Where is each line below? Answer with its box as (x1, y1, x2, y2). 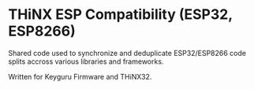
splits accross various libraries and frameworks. (8, 57, 164, 66)
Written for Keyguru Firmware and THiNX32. (8, 72, 152, 81)
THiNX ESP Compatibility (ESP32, (8, 6, 233, 24)
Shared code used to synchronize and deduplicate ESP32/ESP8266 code (8, 48, 247, 57)
